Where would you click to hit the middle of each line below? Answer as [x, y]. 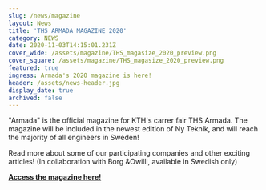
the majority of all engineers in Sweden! [74, 138]
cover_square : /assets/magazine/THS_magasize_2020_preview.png [116, 61]
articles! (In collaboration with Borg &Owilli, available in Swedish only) [123, 162]
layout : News [30, 23]
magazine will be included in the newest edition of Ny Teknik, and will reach [133, 129]
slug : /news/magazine [44, 16]
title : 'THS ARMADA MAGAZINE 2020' [68, 30]
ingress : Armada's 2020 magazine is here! [80, 75]
